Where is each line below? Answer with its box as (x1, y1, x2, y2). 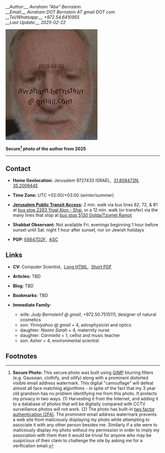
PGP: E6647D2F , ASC (12, 237, 58, 242)
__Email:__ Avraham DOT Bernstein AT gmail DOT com (5, 9, 115, 15)
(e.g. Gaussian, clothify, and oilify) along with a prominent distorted (12, 375, 148, 381)
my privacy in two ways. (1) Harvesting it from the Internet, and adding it (12, 396, 159, 402)
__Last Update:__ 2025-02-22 (5, 20, 66, 25)
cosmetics (20, 317, 41, 323)
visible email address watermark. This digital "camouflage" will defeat (12, 380, 154, 386)
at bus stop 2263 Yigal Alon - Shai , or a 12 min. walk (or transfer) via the (12, 207, 158, 213)
